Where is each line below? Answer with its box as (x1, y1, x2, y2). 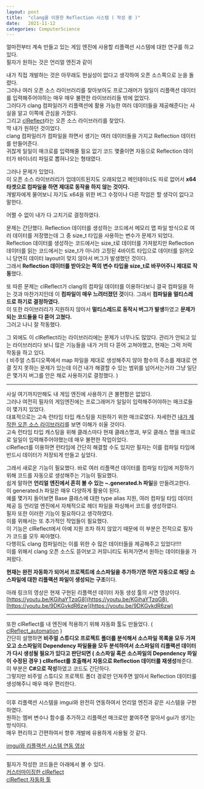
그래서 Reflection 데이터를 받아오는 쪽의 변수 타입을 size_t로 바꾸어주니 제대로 (6, 262, 192, 269)
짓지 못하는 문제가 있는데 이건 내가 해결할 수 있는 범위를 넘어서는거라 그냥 (12, 364, 186, 372)
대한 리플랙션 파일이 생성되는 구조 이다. (27, 576, 117, 583)
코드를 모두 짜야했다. (12, 533, 62, 540)
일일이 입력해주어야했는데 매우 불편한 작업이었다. (12, 436, 128, 443)
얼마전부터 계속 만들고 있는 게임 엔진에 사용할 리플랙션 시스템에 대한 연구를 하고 (6, 43, 194, 50)
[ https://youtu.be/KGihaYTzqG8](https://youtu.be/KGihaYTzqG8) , (6, 596, 169, 603)
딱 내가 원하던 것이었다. (6, 125, 62, 132)
